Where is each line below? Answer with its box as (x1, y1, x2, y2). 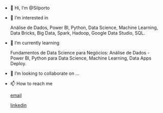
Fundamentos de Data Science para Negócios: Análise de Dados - (10, 50, 150, 55)
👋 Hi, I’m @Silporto (10, 5, 50, 11)
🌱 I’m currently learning (10, 40, 60, 46)
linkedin (10, 102, 27, 108)
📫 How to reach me (10, 80, 53, 87)
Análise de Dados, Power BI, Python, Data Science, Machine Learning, (10, 24, 158, 31)
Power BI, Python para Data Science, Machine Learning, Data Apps (10, 55, 152, 61)
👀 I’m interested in (10, 15, 49, 20)
